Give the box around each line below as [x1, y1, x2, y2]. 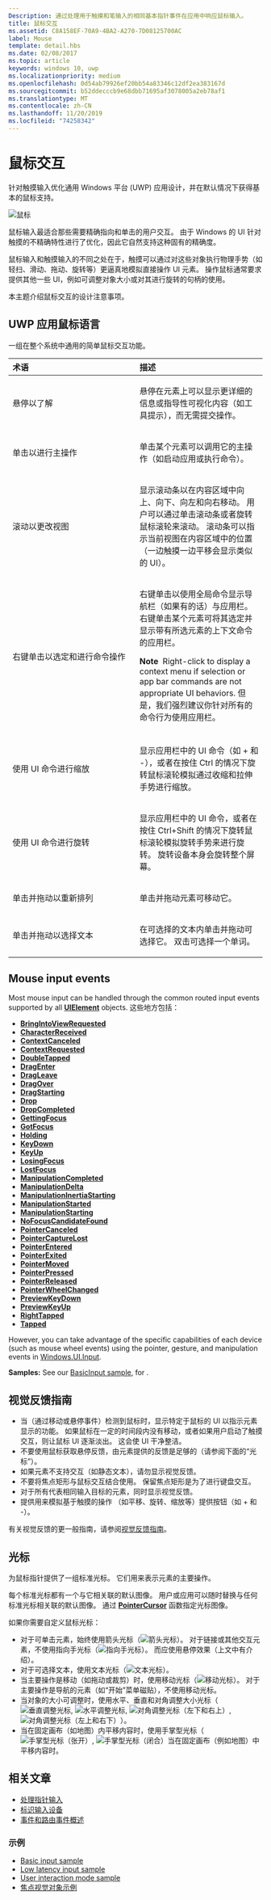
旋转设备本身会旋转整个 [157, 849, 248, 860]
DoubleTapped [19, 1053, 71, 1063]
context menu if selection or [140, 666, 246, 677]
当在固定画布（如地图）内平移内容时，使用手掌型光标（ [19, 1726, 204, 1735]
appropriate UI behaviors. [140, 687, 236, 699]
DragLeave [19, 1070, 58, 1080]
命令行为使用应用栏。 [140, 712, 221, 723]
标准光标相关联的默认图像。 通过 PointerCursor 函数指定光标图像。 [8, 1600, 232, 1610]
